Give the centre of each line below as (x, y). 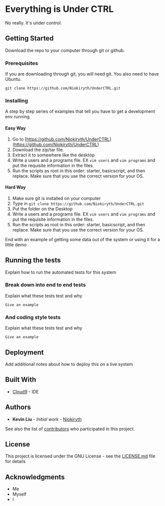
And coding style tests (33, 317)
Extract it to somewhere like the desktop (54, 155)
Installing (17, 101)
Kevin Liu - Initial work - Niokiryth (47, 419)
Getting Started (29, 38)
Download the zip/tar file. (38, 150)
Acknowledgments (35, 477)
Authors (18, 407)
